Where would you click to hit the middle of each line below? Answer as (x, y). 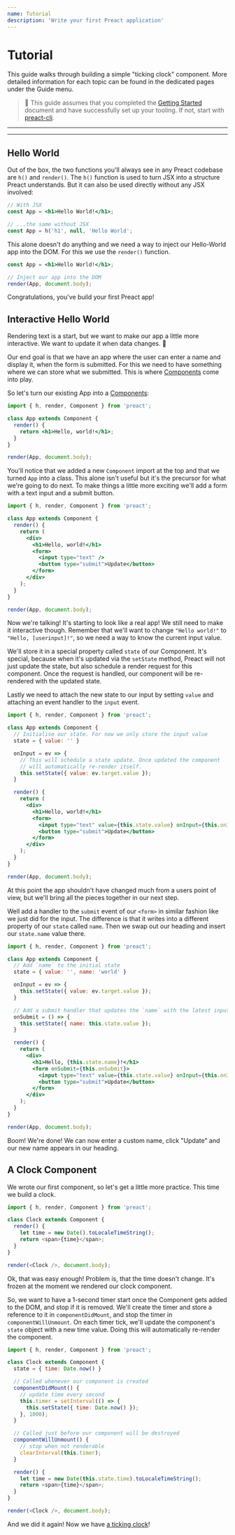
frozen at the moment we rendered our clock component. (90, 1286)
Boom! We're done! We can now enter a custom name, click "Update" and (114, 1140)
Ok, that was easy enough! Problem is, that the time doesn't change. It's (111, 1278)
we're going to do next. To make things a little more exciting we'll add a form (117, 485)
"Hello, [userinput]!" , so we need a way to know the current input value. (115, 638)
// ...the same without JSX (48, 224)
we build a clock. (31, 1194)
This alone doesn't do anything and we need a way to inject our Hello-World (117, 244)
